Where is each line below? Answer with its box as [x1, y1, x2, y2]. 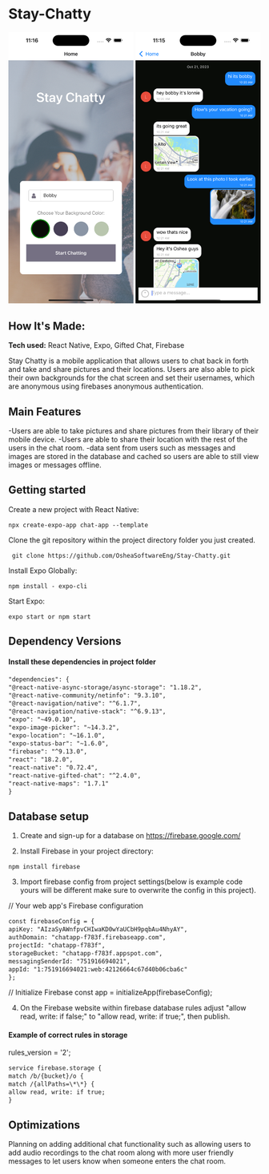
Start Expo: [8, 596, 46, 606]
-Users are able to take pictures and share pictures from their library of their [8, 426, 259, 435]
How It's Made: [8, 319, 86, 333]
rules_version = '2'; [8, 1047, 71, 1058]
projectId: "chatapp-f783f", [8, 942, 106, 950]
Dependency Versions [8, 635, 122, 648]
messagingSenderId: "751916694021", [8, 958, 130, 966]
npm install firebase [8, 863, 81, 871]
